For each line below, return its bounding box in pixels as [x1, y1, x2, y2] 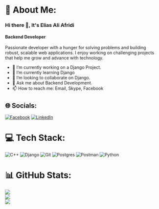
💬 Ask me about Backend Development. [12, 80, 92, 86]
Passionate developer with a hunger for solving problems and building [5, 45, 146, 51]
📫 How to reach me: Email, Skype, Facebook [12, 85, 104, 92]
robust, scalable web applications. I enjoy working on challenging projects [5, 50, 155, 56]
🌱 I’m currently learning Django [12, 70, 75, 76]
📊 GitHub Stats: [5, 170, 72, 181]
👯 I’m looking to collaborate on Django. [12, 75, 91, 81]
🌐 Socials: [5, 101, 37, 110]
